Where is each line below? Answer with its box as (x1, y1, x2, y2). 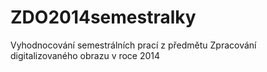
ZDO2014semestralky (10, 6, 197, 29)
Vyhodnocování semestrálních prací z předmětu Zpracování (10, 39, 257, 51)
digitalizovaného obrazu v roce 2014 (10, 49, 161, 61)
